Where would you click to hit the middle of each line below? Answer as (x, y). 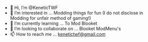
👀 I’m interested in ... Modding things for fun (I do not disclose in (77, 13)
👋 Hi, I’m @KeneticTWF (34, 8)
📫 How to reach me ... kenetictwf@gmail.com (58, 34)
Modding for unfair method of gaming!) (51, 18)
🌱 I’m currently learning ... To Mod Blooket (54, 23)
